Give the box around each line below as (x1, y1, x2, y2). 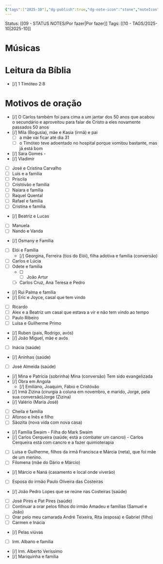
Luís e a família (12, 170, 42, 176)
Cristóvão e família (12, 182, 49, 187)
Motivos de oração (5, 98, 82, 109)
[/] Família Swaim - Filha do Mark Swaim (12, 429, 93, 435)
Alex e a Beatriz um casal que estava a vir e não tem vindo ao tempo (12, 309, 149, 315)
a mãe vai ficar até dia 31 (19, 134, 69, 140)
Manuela (12, 223, 30, 229)
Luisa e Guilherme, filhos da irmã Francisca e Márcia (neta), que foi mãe (12, 449, 156, 455)
